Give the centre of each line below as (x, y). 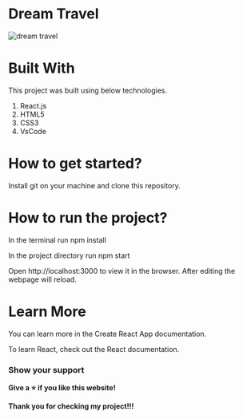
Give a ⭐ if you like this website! (62, 387)
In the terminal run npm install (57, 239)
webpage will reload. (43, 279)
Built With (42, 68)
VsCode (33, 131)
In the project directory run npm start (69, 255)
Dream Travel (54, 14)
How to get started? (75, 164)
